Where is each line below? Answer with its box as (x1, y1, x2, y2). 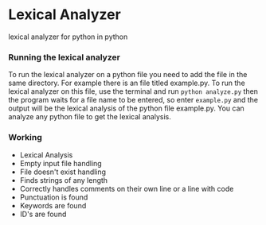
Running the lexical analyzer (8, 52, 121, 63)
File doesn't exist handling (19, 167, 106, 177)
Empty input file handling (19, 158, 102, 168)
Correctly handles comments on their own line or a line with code (19, 184, 234, 193)
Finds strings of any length (19, 175, 108, 184)
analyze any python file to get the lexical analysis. (8, 112, 171, 122)
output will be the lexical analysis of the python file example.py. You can (8, 103, 244, 113)
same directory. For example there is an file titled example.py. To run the (8, 78, 245, 88)
